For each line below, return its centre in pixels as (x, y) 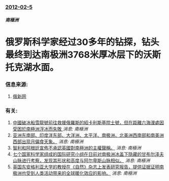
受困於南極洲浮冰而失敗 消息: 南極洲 (50, 129)
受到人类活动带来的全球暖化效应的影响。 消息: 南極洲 (81, 173)
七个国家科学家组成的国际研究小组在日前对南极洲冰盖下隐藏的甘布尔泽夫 (88, 154)
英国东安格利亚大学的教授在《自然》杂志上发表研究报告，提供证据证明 (86, 167)
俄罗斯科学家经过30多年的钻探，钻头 (82, 42)
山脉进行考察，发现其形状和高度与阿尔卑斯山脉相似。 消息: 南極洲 (81, 161)
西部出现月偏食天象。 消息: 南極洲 (48, 142)
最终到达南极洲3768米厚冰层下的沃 (79, 55)
